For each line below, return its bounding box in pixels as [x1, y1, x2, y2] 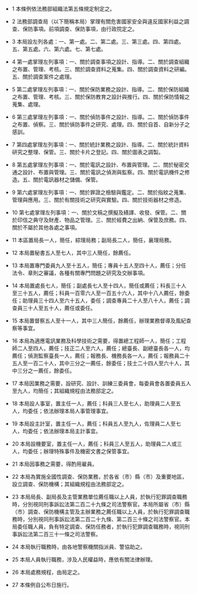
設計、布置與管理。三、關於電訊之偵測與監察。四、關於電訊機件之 [22, 169, 185, 176]
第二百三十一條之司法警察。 [32, 531, 101, 537]
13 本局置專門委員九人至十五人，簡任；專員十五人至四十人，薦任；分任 [11, 262, 187, 269]
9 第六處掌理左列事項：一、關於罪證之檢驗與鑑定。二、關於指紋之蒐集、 [11, 189, 190, 196]
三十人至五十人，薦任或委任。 [22, 304, 96, 312]
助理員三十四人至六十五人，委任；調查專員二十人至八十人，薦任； [22, 297, 185, 304]
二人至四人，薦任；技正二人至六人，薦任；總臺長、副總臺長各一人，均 [17, 345, 190, 352]
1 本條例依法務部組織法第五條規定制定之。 [11, 5, 115, 12]
